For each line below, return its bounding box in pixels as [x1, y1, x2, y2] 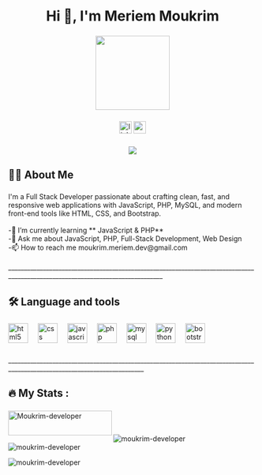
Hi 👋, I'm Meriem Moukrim [46, 7, 219, 25]
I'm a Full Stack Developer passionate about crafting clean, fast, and [8, 192, 230, 202]
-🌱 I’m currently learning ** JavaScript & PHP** [8, 225, 164, 236]
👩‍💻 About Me [8, 168, 74, 182]
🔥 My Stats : [8, 386, 69, 400]
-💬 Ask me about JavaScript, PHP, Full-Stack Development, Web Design [8, 234, 242, 243]
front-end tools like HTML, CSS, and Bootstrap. [8, 209, 162, 218]
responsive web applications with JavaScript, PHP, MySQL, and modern [8, 201, 242, 210]
